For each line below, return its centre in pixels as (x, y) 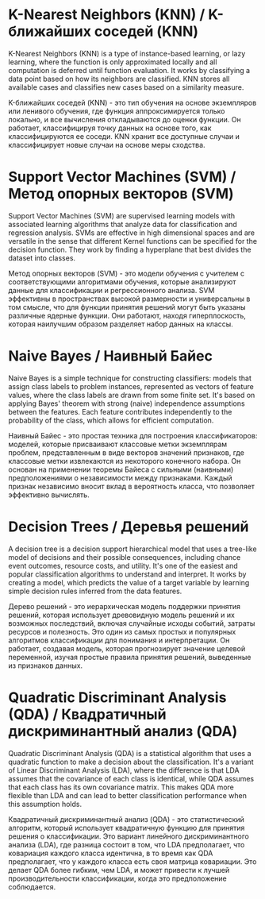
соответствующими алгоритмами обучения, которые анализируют (122, 282)
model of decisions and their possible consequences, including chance (125, 557)
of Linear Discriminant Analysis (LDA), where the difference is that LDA (124, 770)
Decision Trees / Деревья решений (129, 527)
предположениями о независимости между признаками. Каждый (120, 477)
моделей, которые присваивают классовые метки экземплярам (118, 444)
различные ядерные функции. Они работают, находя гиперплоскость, (127, 315)
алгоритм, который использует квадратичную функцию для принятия (127, 828)
